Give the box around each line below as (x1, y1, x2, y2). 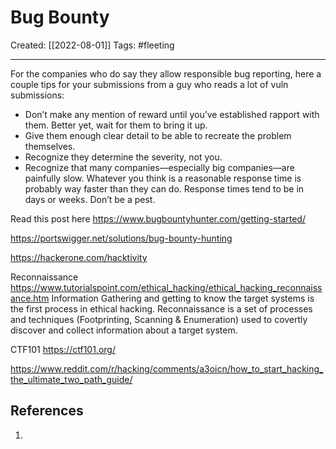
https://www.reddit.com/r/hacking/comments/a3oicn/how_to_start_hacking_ (10, 362, 324, 375)
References (10, 402, 84, 420)
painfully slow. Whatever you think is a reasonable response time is (24, 172, 302, 184)
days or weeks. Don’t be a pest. (24, 193, 156, 205)
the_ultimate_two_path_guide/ (10, 373, 133, 385)
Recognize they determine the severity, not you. (24, 151, 223, 163)
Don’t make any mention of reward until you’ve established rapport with (24, 108, 320, 120)
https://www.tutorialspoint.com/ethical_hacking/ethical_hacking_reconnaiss (10, 281, 323, 293)
